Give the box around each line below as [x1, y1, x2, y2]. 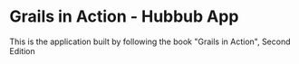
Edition [9, 45, 36, 56]
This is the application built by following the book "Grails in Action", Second [9, 36, 292, 47]
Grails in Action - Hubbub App [9, 6, 239, 27]
